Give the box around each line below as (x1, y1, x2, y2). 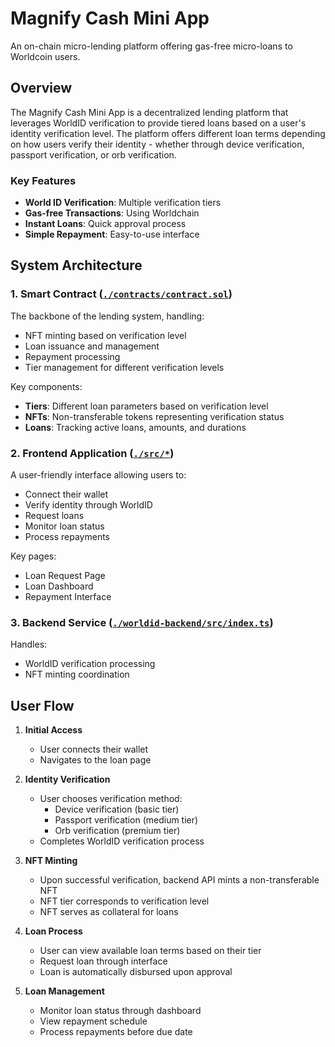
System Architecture (10, 257, 143, 274)
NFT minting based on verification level (24, 329, 187, 341)
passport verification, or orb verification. (10, 148, 177, 161)
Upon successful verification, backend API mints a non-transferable (39, 874, 320, 886)
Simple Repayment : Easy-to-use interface (24, 228, 200, 241)
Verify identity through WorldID (24, 499, 153, 511)
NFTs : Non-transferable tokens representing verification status (24, 410, 285, 422)
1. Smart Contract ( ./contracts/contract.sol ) (10, 287, 233, 301)
